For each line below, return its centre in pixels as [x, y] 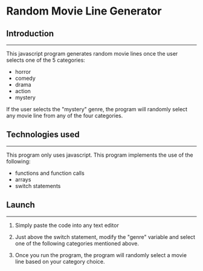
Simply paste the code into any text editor [67, 225]
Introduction [30, 34]
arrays [23, 179]
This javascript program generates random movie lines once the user [92, 54]
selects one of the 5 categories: [46, 60]
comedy [25, 78]
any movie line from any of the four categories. [65, 116]
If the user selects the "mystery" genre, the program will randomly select [97, 109]
